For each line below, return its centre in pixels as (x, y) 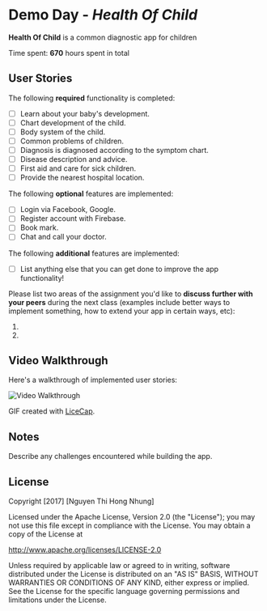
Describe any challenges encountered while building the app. (110, 456)
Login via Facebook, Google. (68, 210)
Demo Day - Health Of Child (103, 15)
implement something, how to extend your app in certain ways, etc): (122, 311)
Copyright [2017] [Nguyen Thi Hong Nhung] (81, 501)
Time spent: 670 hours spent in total (69, 53)
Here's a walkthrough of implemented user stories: (93, 380)
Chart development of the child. (73, 122)
